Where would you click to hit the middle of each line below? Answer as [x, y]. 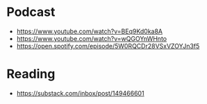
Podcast [31, 12]
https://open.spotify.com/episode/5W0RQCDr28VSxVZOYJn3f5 [108, 46]
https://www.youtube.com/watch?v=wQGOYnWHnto [92, 38]
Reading [31, 74]
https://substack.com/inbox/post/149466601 [80, 93]
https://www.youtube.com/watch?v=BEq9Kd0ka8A [90, 31]
